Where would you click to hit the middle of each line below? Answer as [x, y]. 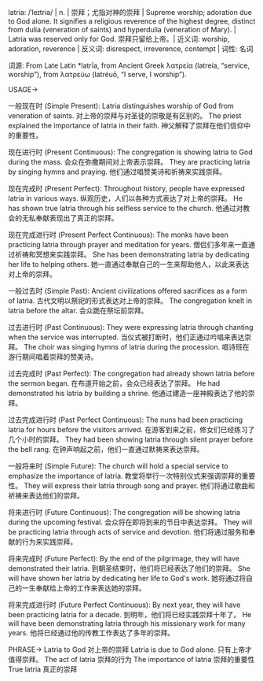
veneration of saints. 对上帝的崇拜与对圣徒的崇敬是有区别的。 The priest [125, 116]
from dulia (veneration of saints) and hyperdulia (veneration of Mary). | [122, 30]
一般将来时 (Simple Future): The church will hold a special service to [119, 466]
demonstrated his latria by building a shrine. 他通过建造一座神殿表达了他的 [128, 393]
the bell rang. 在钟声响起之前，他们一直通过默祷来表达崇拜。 [106, 449]
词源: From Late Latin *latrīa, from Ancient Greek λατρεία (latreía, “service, [129, 65]
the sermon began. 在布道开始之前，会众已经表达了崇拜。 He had [114, 383]
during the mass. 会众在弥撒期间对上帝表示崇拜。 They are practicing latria [129, 162]
